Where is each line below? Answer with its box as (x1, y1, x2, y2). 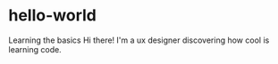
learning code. (8, 44, 62, 54)
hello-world (8, 5, 97, 26)
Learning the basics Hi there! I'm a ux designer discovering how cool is (8, 35, 270, 45)
